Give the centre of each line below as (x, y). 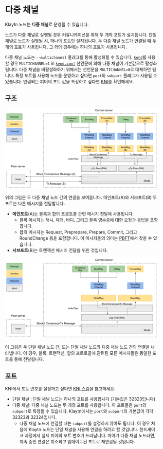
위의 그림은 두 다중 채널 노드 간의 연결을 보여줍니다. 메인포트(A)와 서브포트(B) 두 (81, 197)
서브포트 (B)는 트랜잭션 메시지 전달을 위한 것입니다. (60, 250)
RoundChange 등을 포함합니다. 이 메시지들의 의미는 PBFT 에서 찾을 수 (86, 238)
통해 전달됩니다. (29, 359)
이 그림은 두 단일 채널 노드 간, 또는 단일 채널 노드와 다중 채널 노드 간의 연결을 (77, 347)
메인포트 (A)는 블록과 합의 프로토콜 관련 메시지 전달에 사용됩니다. (73, 214)
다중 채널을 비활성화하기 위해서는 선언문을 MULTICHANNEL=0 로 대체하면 (85, 69)
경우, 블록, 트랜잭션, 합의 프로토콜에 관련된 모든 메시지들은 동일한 (90, 353)
